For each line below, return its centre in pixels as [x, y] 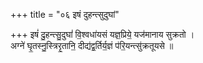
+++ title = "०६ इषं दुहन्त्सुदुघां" [65, 14]
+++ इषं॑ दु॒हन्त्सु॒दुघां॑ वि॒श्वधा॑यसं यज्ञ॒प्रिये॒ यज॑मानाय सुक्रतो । [102, 34]
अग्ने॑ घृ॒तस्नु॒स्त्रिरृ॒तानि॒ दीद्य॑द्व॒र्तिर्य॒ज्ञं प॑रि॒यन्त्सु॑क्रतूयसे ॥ [92, 45]
